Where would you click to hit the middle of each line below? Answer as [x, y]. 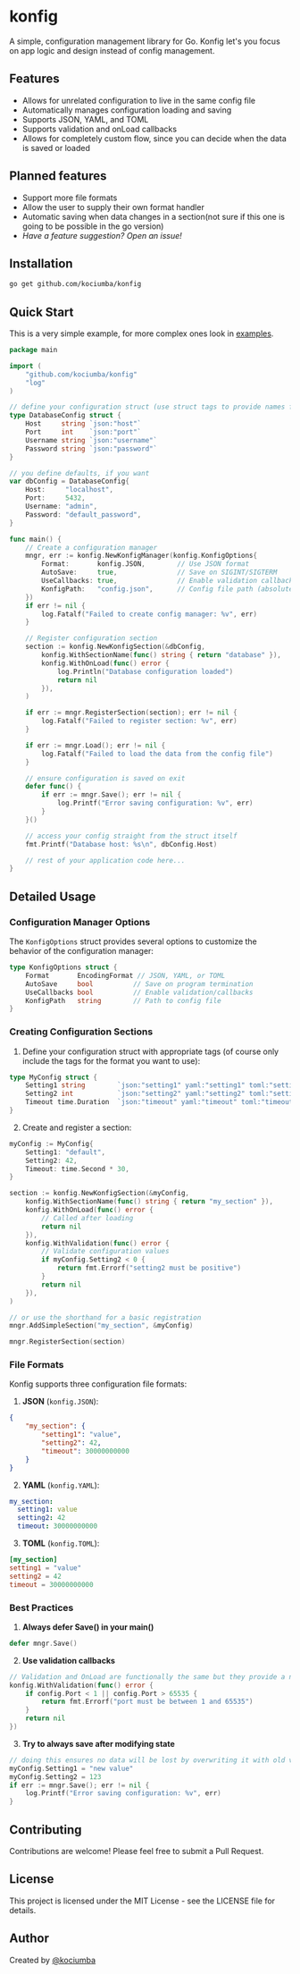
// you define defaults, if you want [79, 473]
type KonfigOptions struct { [63, 967]
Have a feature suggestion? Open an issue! [102, 235]
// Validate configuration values [105, 1252]
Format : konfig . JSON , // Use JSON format [146, 564]
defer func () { [54, 787]
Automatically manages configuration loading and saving [127, 110]
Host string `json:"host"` [83, 424]
